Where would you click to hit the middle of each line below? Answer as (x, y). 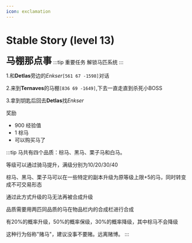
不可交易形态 (26, 184)
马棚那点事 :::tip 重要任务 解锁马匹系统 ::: (65, 61)
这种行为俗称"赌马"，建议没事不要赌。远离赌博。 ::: (68, 234)
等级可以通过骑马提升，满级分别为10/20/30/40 (62, 165)
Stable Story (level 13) (60, 40)
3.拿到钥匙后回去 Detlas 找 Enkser (45, 100)
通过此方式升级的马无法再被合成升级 (50, 197)
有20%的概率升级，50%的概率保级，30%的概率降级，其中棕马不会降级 (92, 221)
